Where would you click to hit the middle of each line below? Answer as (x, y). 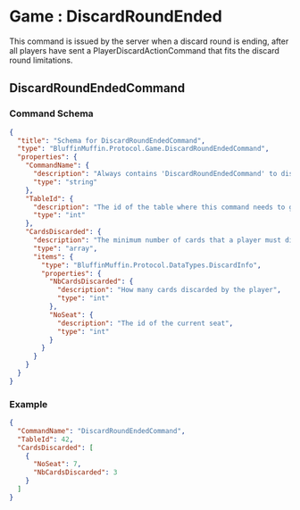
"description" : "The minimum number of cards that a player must (157, 240)
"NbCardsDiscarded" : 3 (75, 472)
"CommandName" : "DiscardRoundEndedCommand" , (101, 431)
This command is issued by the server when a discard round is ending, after (149, 41)
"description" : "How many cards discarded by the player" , (169, 290)
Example (29, 404)
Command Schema (51, 113)
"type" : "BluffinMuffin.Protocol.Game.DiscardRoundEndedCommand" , (143, 149)
